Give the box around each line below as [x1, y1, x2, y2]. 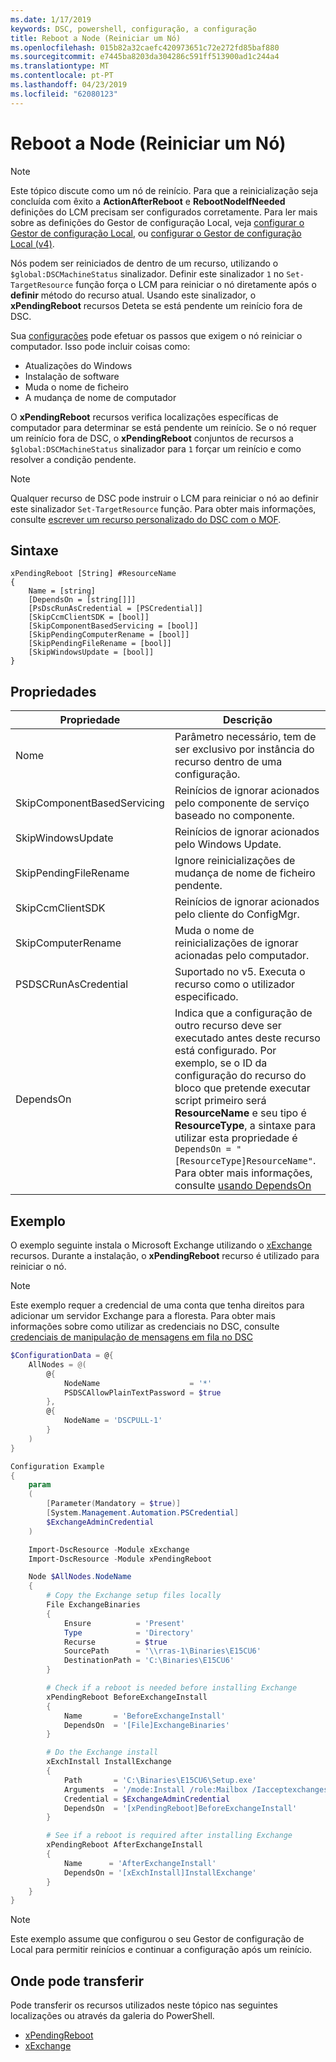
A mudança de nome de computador [24, 391, 177, 403]
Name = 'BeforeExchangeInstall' [63, 1711, 226, 1721]
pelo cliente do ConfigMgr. [174, 907, 300, 921]
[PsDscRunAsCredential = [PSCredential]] [28, 604, 203, 614]
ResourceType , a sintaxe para [174, 1119, 317, 1133]
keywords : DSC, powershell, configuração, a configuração [10, 24, 257, 34]
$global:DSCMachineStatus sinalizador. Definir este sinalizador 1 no [10, 267, 285, 280]
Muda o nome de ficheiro [24, 381, 129, 393]
